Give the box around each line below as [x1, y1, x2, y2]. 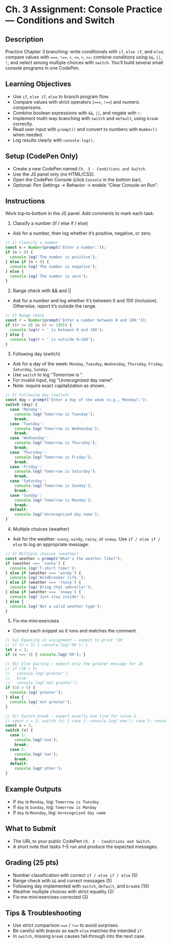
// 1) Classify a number [5, 240, 58, 245]
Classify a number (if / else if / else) [12, 220, 89, 226]
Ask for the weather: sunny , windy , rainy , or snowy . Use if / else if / [12, 536, 161, 542]
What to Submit [5, 824, 56, 833]
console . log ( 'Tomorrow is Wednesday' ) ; [14, 426, 100, 431]
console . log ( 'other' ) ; [14, 766, 63, 771]
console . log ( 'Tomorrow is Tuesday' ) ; [14, 412, 95, 417]
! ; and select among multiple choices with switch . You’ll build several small [5, 60, 163, 65]
